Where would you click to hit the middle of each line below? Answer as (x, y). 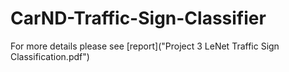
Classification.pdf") (50, 56)
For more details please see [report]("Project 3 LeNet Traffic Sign (145, 46)
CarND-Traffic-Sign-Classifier (138, 18)
